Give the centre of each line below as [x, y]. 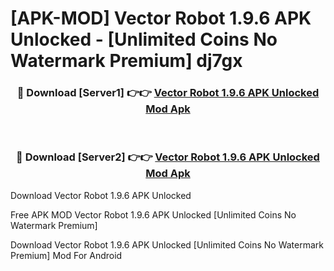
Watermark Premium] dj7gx [126, 61]
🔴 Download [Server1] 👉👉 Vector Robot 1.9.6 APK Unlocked [168, 93]
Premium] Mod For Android [66, 255]
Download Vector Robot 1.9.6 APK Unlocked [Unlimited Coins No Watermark [167, 244]
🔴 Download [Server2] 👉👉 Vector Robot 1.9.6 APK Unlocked [168, 157]
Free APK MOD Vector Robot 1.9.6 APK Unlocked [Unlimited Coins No [153, 214]
